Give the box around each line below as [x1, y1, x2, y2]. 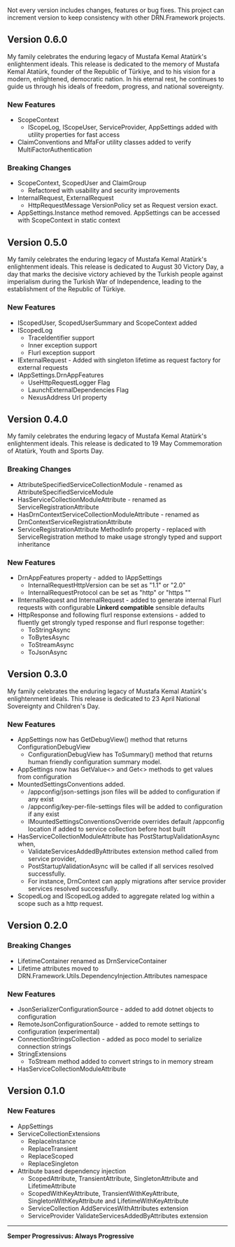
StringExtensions [17, 1050, 67, 1058]
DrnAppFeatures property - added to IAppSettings [17, 573, 162, 582]
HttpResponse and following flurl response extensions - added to [17, 611, 206, 619]
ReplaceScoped [27, 1152, 74, 1160]
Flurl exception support [27, 348, 96, 356]
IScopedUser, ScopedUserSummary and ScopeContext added [17, 319, 197, 327]
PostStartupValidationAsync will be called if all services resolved [27, 862, 214, 871]
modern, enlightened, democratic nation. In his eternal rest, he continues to [7, 74, 225, 83]
